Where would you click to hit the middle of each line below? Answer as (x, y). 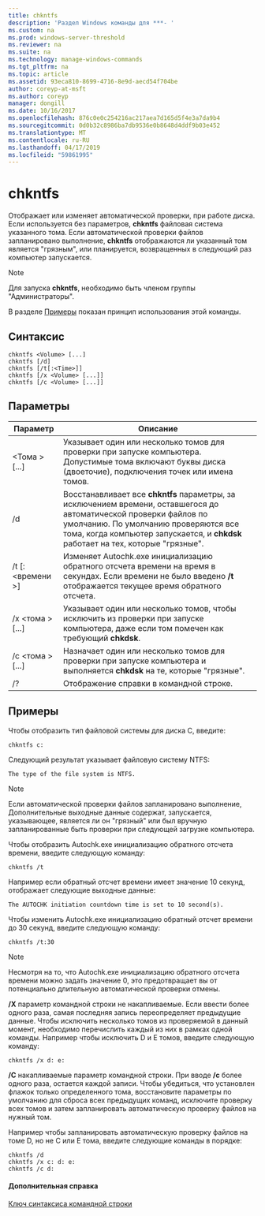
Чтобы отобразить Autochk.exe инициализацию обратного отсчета (121, 844)
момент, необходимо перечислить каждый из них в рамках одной (120, 1029)
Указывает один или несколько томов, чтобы (149, 608)
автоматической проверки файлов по (135, 513)
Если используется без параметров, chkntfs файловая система (116, 224)
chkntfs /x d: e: (37, 1060)
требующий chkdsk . (101, 638)
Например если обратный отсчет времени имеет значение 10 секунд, (127, 882)
